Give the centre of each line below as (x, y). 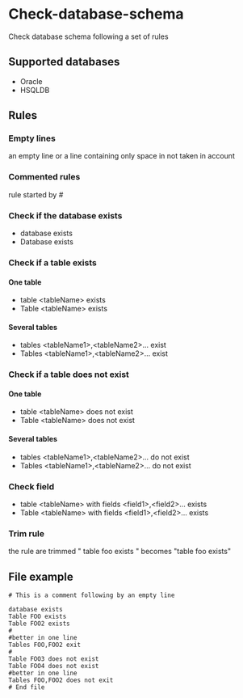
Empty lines (32, 138)
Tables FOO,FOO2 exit (45, 645)
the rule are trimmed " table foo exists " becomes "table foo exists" (120, 552)
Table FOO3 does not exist (54, 659)
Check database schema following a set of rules (88, 36)
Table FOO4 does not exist (54, 666)
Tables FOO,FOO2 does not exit (61, 680)
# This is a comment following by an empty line (92, 595)
